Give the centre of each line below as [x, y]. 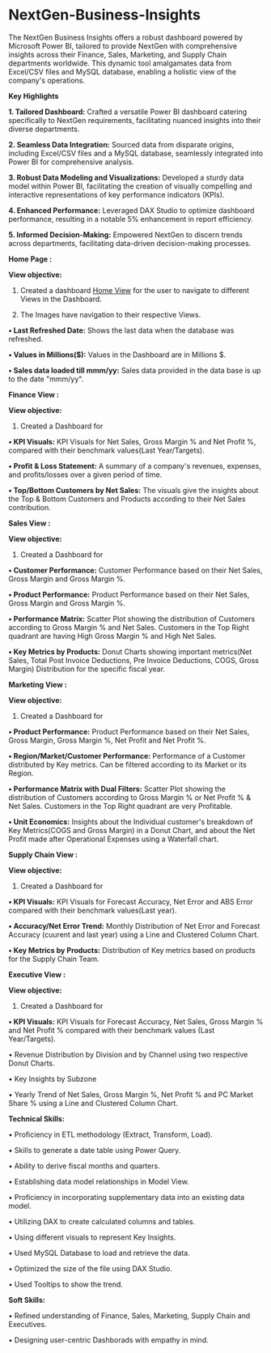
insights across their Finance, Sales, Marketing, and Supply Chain [118, 54]
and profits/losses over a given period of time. [85, 474]
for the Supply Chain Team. [54, 959]
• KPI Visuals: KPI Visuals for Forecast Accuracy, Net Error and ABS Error [131, 901]
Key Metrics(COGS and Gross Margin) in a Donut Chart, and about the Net [132, 830]
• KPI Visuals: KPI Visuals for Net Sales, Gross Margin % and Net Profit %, [132, 441]
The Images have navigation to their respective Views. [110, 314]
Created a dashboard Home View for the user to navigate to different [134, 290]
